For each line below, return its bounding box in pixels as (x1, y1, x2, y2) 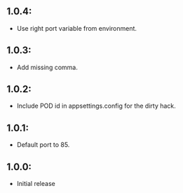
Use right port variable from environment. (16, 24, 137, 32)
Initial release (16, 180, 55, 188)
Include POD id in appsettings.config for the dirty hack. (16, 101, 176, 110)
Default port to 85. (16, 141, 70, 149)
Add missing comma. (16, 63, 78, 71)
